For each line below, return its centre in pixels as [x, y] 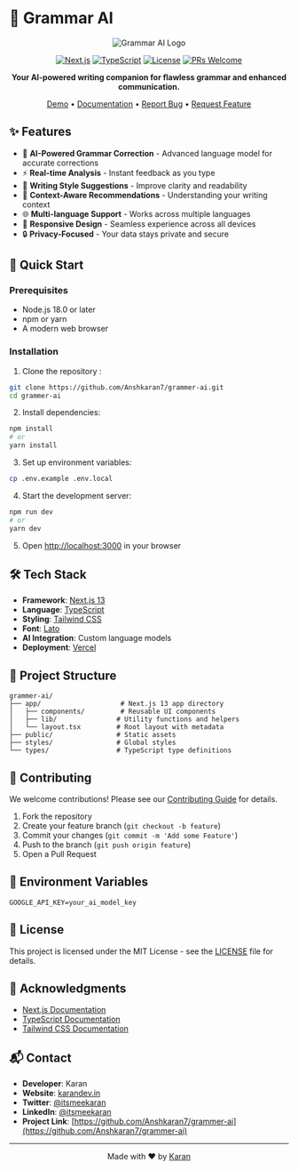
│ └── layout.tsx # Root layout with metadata [117, 727]
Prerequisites [39, 291]
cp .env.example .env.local [61, 479]
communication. [149, 86]
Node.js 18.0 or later [59, 309]
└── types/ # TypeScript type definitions [121, 750]
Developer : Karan [55, 1084]
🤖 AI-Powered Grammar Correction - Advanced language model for [147, 153]
